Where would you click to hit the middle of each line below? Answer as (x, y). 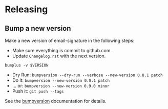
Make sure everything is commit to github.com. (62, 50)
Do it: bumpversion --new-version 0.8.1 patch (61, 80)
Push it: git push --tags (38, 91)
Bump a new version (38, 28)
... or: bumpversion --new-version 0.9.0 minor (61, 86)
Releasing (26, 9)
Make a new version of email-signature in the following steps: (70, 40)
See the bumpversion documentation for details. (56, 101)
